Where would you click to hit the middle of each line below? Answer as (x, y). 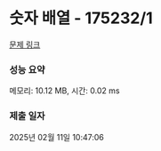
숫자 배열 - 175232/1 (81, 18)
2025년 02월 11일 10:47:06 (57, 137)
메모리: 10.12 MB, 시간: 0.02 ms (64, 91)
